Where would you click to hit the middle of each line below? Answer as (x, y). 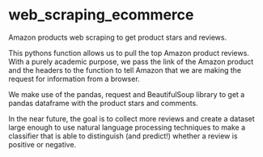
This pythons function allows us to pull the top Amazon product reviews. (129, 53)
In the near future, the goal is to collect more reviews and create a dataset (131, 118)
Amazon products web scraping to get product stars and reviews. (118, 37)
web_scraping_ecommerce (101, 15)
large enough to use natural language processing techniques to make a (127, 127)
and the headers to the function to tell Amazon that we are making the (125, 70)
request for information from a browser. (74, 78)
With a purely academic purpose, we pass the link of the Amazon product (131, 62)
